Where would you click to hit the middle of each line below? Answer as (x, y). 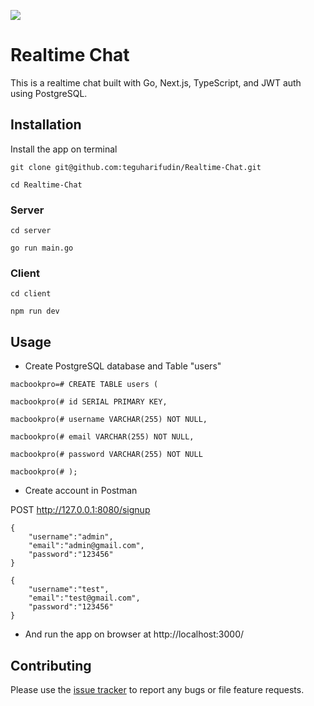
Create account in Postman (81, 491)
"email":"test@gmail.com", (84, 598)
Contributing (51, 665)
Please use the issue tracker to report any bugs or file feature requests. (157, 689)
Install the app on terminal (64, 149)
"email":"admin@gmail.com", (86, 546)
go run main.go (42, 248)
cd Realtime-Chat (46, 185)
